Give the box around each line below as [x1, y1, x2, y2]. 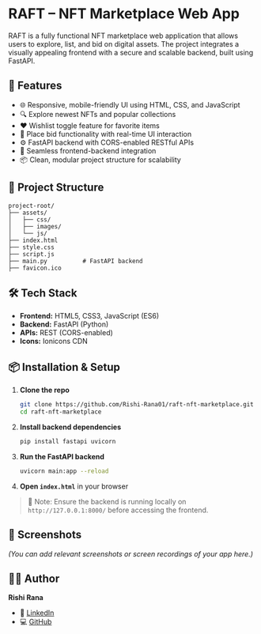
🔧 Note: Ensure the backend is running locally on [27, 496, 187, 506]
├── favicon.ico [8, 264, 62, 272]
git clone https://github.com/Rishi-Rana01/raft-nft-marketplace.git [19, 401, 255, 409]
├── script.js [8, 250, 55, 258]
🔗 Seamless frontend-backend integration [19, 145, 157, 155]
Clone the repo [19, 385, 70, 395]
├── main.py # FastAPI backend [8, 257, 144, 265]
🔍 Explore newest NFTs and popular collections [19, 109, 176, 119]
